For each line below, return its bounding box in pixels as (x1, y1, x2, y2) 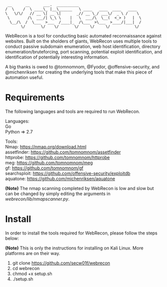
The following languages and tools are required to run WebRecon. (5, 108, 141, 114)
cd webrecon (12, 265, 40, 271)
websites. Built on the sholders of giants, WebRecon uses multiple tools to (5, 38, 157, 44)
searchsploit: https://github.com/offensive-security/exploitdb (5, 170, 131, 176)
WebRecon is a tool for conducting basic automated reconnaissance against (5, 33, 162, 38)
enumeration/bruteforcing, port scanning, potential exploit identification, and (5, 49, 163, 54)
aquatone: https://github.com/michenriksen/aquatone (5, 175, 116, 181)
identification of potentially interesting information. (5, 54, 109, 60)
